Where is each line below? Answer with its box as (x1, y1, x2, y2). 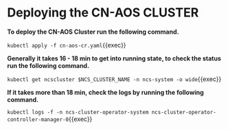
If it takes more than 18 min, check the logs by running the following (7, 88, 204, 96)
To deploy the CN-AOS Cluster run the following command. (7, 28, 179, 36)
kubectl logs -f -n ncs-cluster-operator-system (7, 109, 149, 116)
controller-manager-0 (7, 116, 69, 123)
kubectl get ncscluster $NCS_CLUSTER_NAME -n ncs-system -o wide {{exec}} (7, 74, 222, 83)
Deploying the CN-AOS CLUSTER (7, 5, 199, 21)
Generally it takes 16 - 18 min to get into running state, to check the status (7, 54, 221, 63)
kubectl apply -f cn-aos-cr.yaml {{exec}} (7, 41, 126, 49)
